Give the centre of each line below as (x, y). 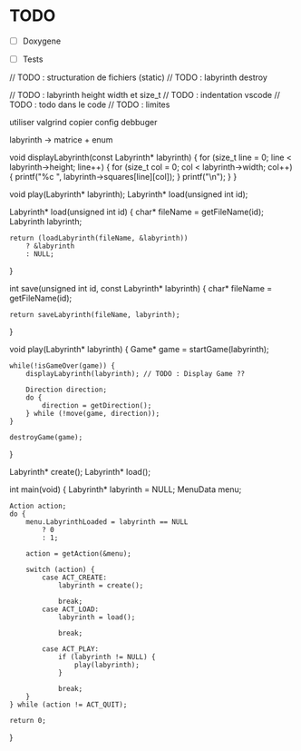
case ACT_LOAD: (71, 609)
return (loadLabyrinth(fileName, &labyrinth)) (99, 238)
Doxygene (42, 41)
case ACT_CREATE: (74, 578)
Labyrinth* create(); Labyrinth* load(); (80, 472)
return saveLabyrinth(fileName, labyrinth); (95, 315)
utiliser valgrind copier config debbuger (83, 123)
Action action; (38, 506)
